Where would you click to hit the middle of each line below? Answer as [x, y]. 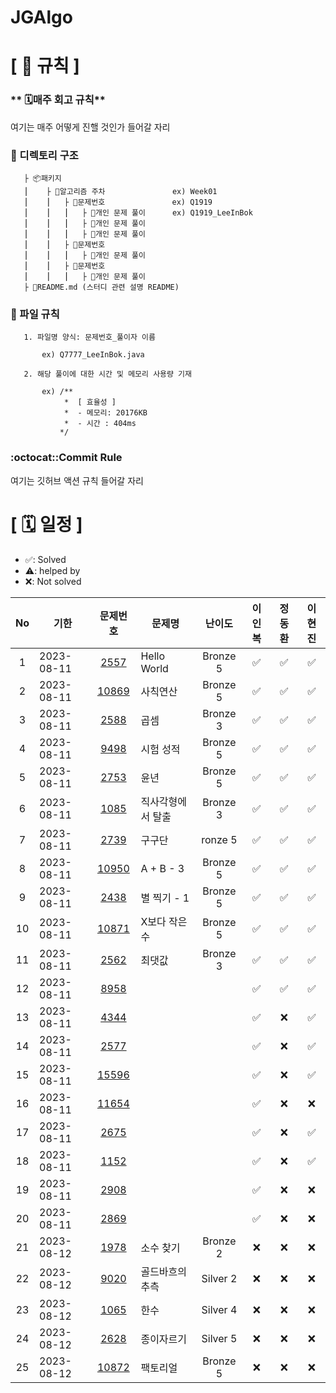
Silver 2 [219, 1278]
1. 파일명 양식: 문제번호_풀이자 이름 [89, 337]
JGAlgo [41, 17]
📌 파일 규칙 [35, 314]
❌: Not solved [53, 581]
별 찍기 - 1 [165, 898]
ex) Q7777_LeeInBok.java [93, 355]
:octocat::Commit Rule [66, 458]
